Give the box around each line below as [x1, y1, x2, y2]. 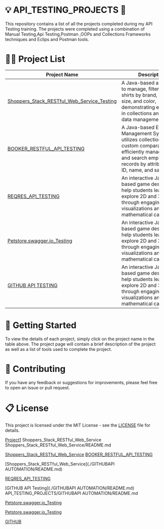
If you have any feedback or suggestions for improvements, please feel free [5, 379, 158, 385]
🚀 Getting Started [5, 320, 77, 331]
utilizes [121, 136, 138, 143]
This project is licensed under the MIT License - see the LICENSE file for [5, 422, 150, 428]
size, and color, [121, 98, 157, 104]
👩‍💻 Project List [5, 54, 65, 65]
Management [121, 130, 152, 137]
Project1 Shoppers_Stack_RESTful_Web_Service [5, 437, 102, 443]
